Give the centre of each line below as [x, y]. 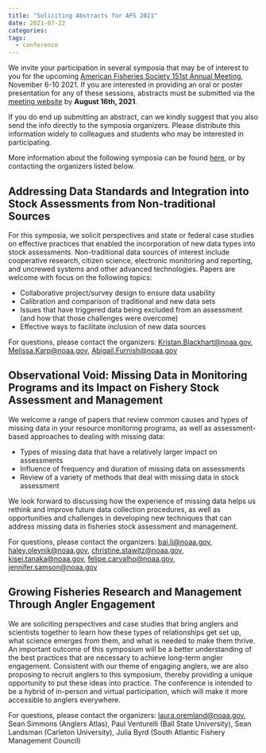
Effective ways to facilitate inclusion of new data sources [113, 326]
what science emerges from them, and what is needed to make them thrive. [132, 640]
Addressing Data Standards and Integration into [129, 191]
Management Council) [44, 740]
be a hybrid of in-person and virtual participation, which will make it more [128, 691]
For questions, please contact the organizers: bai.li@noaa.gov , [110, 541]
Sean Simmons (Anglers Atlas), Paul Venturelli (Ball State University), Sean [130, 724]
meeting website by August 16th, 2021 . [73, 102]
